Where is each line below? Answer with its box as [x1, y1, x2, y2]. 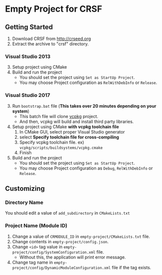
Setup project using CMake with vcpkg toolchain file [12, 123, 119, 130]
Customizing [5, 184, 45, 193]
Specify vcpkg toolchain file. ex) [19, 139, 84, 145]
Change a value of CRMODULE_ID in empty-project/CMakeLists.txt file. [12, 233, 150, 239]
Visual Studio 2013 [5, 53, 51, 59]
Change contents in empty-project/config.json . [12, 238, 109, 244]
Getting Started [5, 23, 53, 31]
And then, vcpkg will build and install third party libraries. [19, 118, 134, 124]
